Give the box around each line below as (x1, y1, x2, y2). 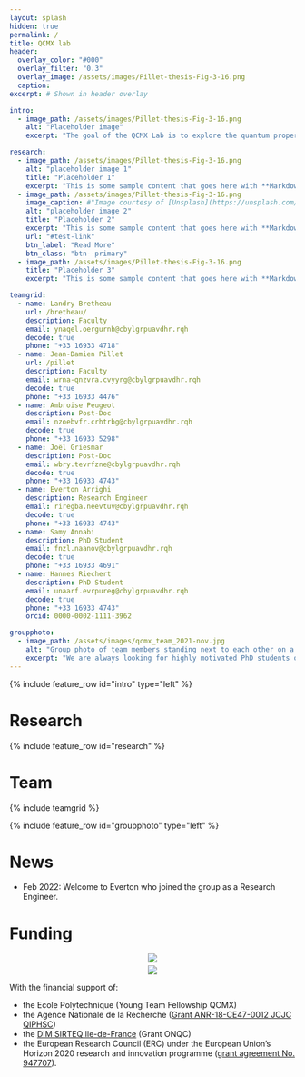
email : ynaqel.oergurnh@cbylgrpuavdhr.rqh (25, 324, 189, 334)
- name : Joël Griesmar (17, 443, 103, 452)
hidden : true (9, 22, 59, 31)
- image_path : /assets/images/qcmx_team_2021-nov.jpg (17, 637, 225, 646)
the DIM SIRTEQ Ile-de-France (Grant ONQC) (22, 1028, 192, 1039)
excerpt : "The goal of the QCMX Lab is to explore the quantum (25, 131, 271, 141)
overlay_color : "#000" (17, 55, 103, 65)
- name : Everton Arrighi (17, 485, 112, 494)
